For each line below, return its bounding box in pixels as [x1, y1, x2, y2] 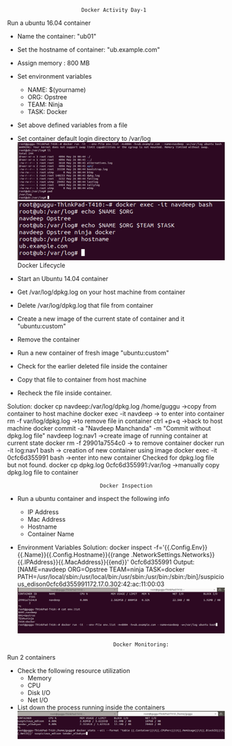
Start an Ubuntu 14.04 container [17, 275, 108, 283]
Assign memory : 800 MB [17, 59, 90, 67]
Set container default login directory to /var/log [17, 135, 151, 142]
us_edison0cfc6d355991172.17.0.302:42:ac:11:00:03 [17, 580, 165, 589]
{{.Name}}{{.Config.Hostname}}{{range [17, 551, 130, 559]
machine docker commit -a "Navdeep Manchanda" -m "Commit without [7, 424, 211, 433]
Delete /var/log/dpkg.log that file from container [17, 302, 153, 310]
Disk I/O [27, 688, 50, 696]
